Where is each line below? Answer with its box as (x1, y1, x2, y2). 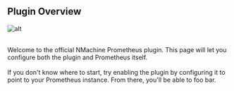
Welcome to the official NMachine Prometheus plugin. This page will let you (7, 45, 227, 54)
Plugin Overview (7, 6, 82, 18)
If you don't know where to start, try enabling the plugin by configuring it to (7, 68, 226, 76)
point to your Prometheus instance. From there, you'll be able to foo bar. (7, 75, 216, 84)
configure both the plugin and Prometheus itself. (7, 53, 148, 61)
